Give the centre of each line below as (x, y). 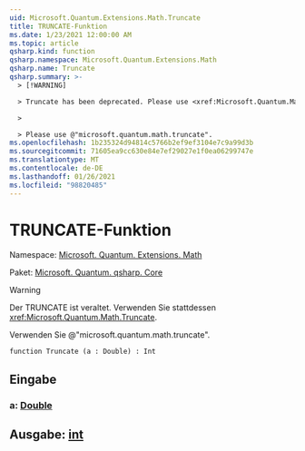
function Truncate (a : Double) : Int (83, 352)
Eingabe (33, 379)
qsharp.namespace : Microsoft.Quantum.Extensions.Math (113, 60)
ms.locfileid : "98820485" (58, 185)
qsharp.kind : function (52, 52)
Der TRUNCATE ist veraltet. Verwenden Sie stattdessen (113, 308)
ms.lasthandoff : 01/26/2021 (63, 176)
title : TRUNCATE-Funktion (58, 26)
